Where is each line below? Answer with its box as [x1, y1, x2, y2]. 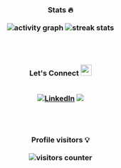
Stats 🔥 [47, 5, 74, 15]
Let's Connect [28, 68, 80, 78]
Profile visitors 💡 [31, 135, 90, 145]
